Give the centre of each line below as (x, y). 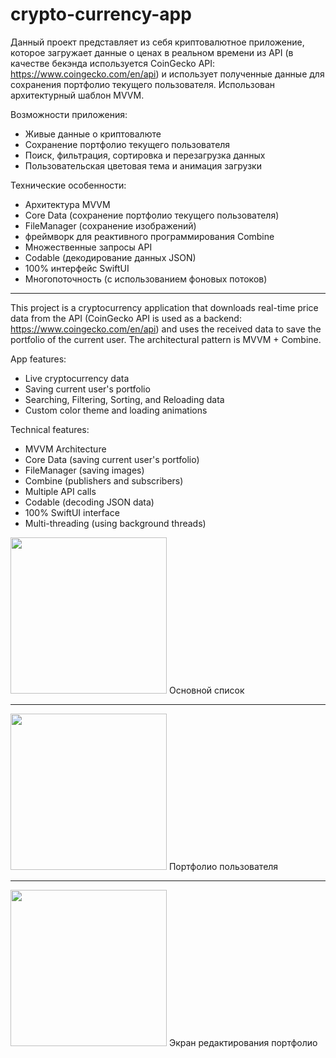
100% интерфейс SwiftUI (77, 268)
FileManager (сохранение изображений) (110, 225)
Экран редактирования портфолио (243, 1042)
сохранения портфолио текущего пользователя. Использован (143, 84)
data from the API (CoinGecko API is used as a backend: (126, 318)
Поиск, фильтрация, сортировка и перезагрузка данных (145, 155)
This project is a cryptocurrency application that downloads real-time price (164, 307)
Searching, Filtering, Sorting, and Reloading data (124, 399)
